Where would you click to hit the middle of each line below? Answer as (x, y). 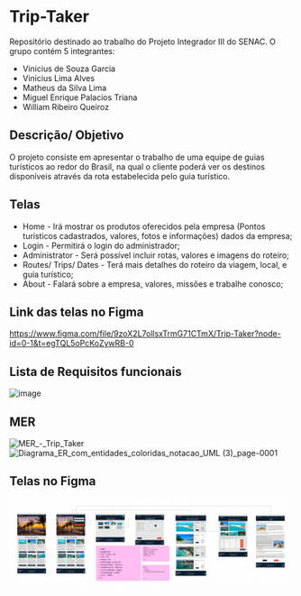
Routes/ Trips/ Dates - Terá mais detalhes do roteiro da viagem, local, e (155, 264)
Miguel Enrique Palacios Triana (80, 97)
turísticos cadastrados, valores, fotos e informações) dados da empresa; (157, 235)
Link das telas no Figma (77, 312)
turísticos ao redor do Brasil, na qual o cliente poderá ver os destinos (137, 166)
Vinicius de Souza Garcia (68, 69)
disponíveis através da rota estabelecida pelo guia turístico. (120, 176)
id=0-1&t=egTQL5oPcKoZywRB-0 (72, 344)
